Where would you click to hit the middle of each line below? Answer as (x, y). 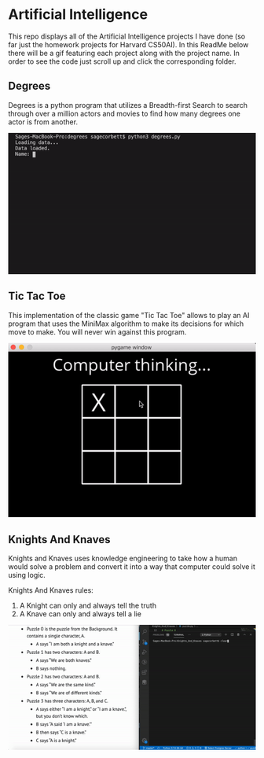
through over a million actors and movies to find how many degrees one (125, 113)
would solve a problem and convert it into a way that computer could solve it (132, 567)
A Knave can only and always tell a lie (80, 614)
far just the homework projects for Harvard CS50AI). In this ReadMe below (128, 44)
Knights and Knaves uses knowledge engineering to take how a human (123, 558)
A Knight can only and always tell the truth (88, 606)
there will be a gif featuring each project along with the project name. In (124, 53)
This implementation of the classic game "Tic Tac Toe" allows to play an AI (129, 315)
